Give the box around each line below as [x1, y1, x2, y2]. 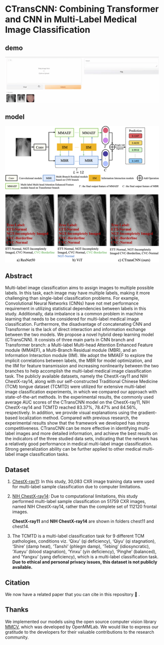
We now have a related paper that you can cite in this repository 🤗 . [5, 592, 140, 597]
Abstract [5, 272, 33, 280]
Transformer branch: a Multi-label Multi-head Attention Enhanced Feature [5, 342, 153, 348]
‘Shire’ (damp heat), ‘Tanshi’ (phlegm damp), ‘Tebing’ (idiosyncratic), [12, 544, 150, 549]
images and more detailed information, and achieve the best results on [16, 430, 158, 436]
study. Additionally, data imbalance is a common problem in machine [5, 311, 143, 317]
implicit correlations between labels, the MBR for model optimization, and [5, 358, 152, 363]
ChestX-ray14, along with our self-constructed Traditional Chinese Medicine [5, 379, 158, 384]
